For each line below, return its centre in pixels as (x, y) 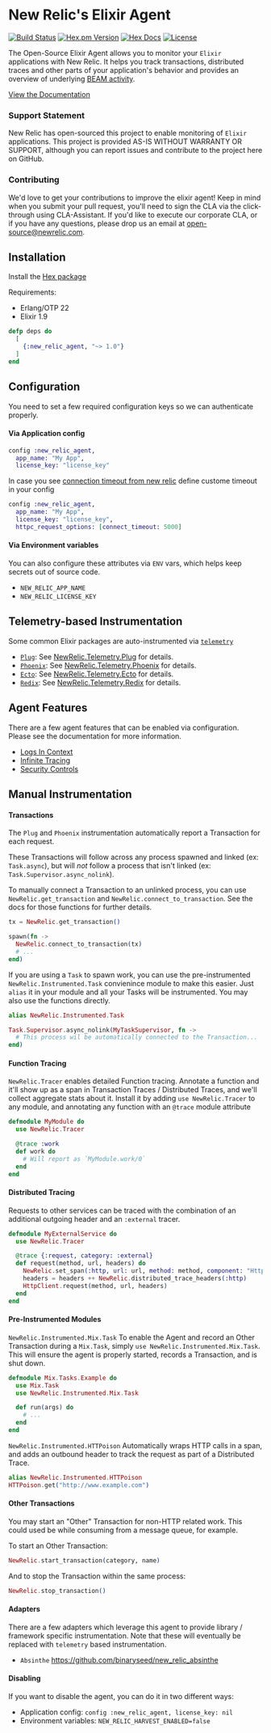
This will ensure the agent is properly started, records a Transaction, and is (133, 1354)
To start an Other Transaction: (58, 1545)
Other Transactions (42, 1503)
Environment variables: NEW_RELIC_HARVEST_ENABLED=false (115, 1720)
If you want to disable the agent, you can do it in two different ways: (121, 1696)
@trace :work (38, 1144)
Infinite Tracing (45, 760)
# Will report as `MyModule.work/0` (85, 1159)
